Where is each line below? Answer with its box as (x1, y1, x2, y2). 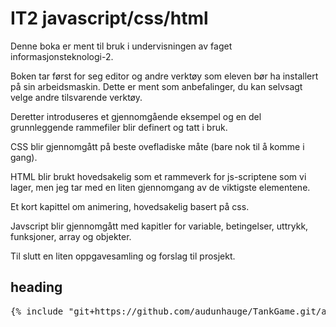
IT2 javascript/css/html (10, 7, 209, 30)
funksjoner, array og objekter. (10, 230, 132, 242)
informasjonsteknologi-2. (10, 50, 114, 62)
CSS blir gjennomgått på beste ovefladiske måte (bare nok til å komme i (10, 140, 305, 152)
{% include (10, 305, 64, 317)
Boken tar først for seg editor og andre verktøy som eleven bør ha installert (10, 70, 319, 82)
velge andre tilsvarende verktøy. (10, 91, 143, 103)
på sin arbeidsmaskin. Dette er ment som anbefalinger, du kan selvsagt (10, 80, 303, 92)
